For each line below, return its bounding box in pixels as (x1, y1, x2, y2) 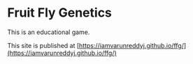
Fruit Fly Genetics (7, 5, 112, 21)
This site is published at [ (7, 41, 80, 49)
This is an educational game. (7, 28, 90, 36)
